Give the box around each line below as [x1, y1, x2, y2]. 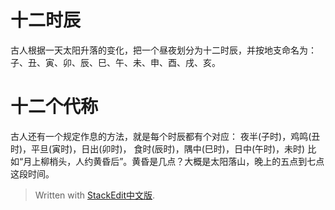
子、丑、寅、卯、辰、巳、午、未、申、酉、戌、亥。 [10, 56, 221, 68]
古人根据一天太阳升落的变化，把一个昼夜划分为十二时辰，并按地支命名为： [10, 44, 317, 56]
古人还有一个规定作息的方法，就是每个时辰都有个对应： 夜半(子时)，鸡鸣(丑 [10, 130, 321, 142]
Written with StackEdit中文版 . [34, 189, 156, 201]
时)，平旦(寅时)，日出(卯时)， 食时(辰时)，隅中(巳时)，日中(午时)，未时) [10, 142, 306, 155]
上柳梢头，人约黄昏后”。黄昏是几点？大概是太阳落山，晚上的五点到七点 [31, 155, 325, 167]
